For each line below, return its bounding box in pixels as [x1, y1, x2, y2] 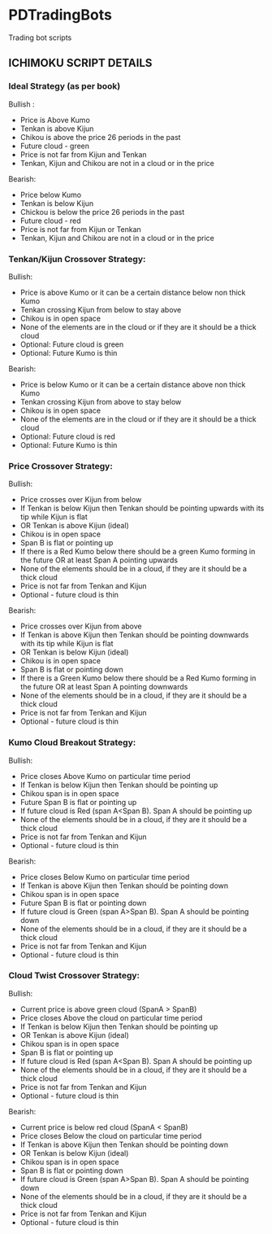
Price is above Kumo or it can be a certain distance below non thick [19, 287, 246, 297]
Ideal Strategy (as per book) [8, 81, 121, 92]
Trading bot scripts [8, 33, 72, 42]
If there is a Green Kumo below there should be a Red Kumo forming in [19, 673, 257, 683]
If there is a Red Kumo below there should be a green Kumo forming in [19, 547, 256, 557]
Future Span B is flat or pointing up [19, 797, 137, 807]
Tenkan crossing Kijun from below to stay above [19, 304, 182, 314]
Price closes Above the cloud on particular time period [19, 1013, 203, 1022]
